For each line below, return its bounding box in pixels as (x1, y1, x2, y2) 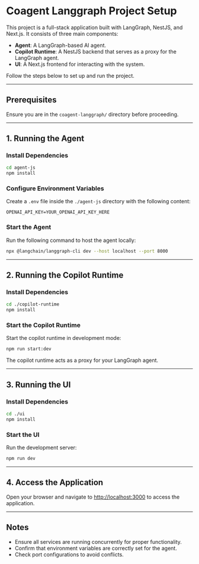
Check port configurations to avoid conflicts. (14, 551, 124, 558)
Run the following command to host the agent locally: (6, 237, 136, 244)
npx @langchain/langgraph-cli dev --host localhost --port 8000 (6, 248, 168, 254)
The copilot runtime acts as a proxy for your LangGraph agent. (6, 357, 159, 364)
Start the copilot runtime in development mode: (6, 335, 121, 342)
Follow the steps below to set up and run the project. (6, 72, 135, 79)
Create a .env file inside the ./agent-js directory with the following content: (6, 198, 191, 205)
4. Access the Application (6, 477, 104, 488)
